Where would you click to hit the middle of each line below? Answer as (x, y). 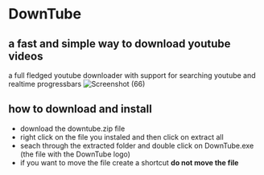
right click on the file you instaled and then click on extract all (122, 136)
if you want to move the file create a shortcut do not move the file (129, 162)
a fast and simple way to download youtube (120, 44)
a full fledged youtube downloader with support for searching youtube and (132, 75)
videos (26, 56)
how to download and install (80, 109)
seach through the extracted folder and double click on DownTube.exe (137, 145)
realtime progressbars (45, 84)
